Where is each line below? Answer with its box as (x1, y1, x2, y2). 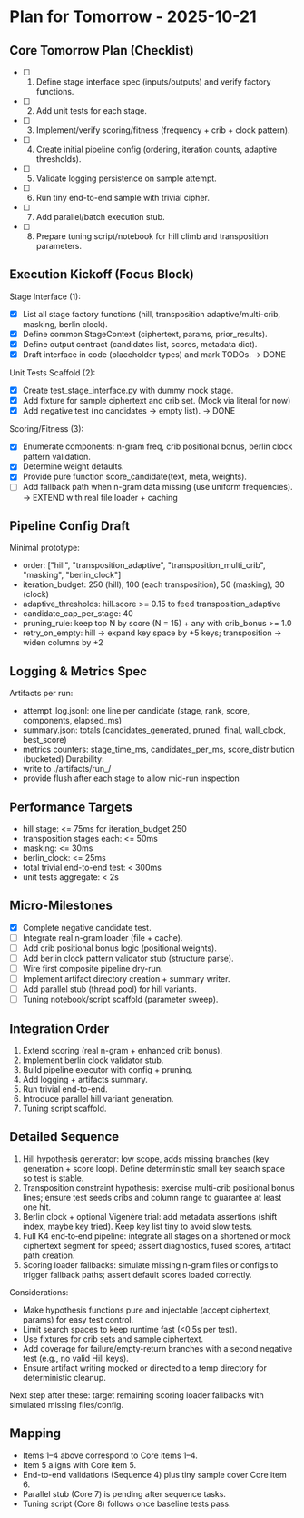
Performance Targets (9, 799, 133, 814)
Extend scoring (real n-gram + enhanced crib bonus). (22, 1045, 223, 1056)
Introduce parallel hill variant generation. (22, 1094, 174, 1104)
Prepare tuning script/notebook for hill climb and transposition (35, 231, 270, 242)
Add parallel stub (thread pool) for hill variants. (22, 984, 197, 994)
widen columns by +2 (22, 637, 103, 648)
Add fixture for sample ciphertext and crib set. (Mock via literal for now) (22, 395, 291, 406)
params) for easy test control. (22, 1313, 134, 1324)
